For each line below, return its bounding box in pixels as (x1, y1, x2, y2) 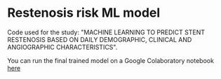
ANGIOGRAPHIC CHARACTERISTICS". (7, 43, 118, 51)
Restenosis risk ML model (7, 5, 161, 21)
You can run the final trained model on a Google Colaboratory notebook (7, 56, 214, 64)
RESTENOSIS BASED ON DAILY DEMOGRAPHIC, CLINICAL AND (7, 35, 192, 43)
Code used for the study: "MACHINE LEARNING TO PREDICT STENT (7, 28, 206, 36)
